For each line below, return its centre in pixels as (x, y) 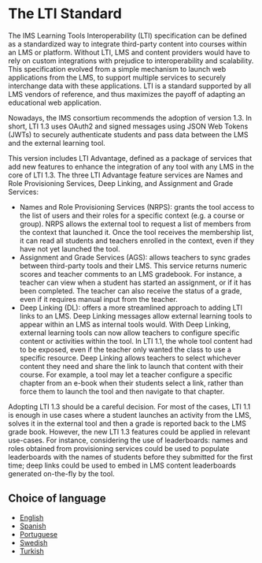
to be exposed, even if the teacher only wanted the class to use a (125, 349)
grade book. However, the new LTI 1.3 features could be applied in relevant (129, 431)
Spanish (33, 526)
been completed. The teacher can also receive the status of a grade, (131, 291)
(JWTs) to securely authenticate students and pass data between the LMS (128, 134)
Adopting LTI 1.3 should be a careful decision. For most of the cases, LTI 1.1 (129, 406)
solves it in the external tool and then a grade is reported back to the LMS (127, 423)
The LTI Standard (65, 14)
